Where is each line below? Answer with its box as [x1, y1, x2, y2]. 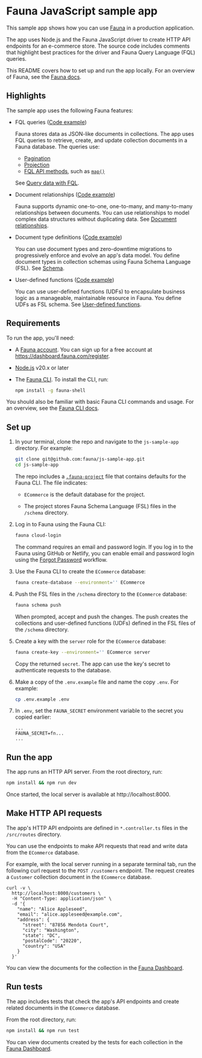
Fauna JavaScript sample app [6, 4, 158, 18]
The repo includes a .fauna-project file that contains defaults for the [14, 473, 186, 480]
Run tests [6, 982, 43, 992]
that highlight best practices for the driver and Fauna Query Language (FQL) [6, 48, 196, 56]
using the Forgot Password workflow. [14, 556, 107, 563]
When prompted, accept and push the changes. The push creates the [14, 613, 188, 620]
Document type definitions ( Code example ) [14, 234, 122, 241]
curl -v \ [6, 885, 31, 891]
